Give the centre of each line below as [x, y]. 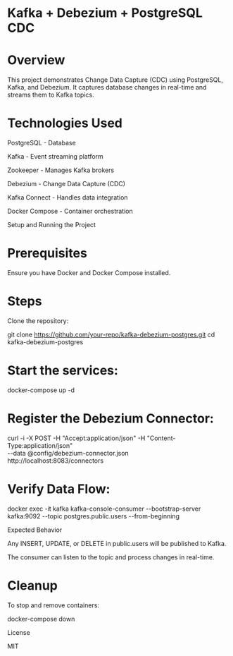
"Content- [161, 438]
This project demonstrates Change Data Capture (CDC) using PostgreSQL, [115, 80]
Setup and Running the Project [52, 225]
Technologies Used [65, 123]
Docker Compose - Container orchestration [70, 211]
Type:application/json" [40, 445]
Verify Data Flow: [59, 489]
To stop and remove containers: [53, 605]
